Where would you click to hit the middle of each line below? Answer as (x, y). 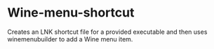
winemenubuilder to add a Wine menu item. (70, 39)
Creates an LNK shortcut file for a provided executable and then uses (107, 32)
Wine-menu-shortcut (71, 13)
